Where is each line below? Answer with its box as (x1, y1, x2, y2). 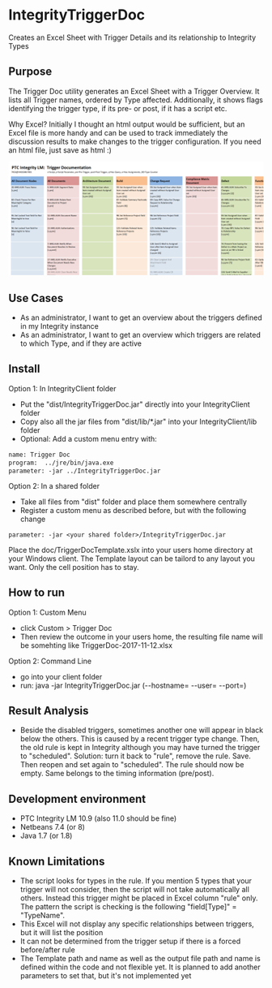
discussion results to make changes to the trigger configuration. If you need (8, 136, 261, 146)
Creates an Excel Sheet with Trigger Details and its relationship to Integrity (8, 32, 257, 42)
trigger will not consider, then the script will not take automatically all (19, 885, 249, 895)
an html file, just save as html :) (8, 145, 112, 155)
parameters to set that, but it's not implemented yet (19, 971, 192, 981)
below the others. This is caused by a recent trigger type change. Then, (19, 734, 260, 744)
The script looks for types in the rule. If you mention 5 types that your (19, 876, 253, 886)
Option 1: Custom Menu (8, 607, 87, 617)
